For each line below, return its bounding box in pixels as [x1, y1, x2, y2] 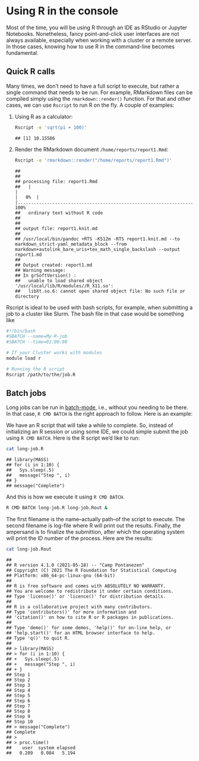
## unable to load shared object [14, 277, 103, 284]
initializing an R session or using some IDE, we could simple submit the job [6, 428, 188, 435]
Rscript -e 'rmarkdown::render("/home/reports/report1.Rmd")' [14, 157, 172, 163]
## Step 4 [6, 688, 31, 694]
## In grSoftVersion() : [14, 273, 77, 279]
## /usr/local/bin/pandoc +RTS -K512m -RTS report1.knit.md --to [14, 236, 180, 242]
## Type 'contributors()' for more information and [6, 610, 137, 615]
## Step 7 [6, 703, 31, 709]
